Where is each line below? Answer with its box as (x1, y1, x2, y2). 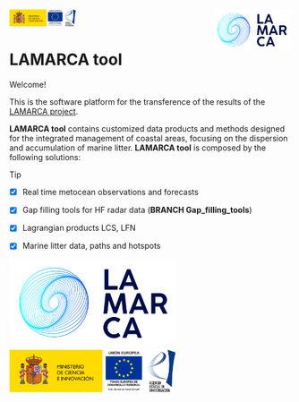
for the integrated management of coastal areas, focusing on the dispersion (9, 133, 288, 144)
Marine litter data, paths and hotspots (21, 241, 161, 252)
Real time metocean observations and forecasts (21, 187, 199, 198)
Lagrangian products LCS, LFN (21, 223, 136, 234)
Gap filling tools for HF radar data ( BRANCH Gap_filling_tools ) (21, 205, 252, 216)
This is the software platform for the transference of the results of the (9, 97, 266, 107)
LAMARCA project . (9, 107, 79, 117)
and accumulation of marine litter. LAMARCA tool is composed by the (9, 142, 267, 153)
